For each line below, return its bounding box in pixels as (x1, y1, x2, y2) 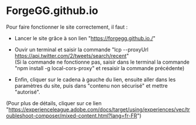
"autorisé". (14, 88, 40, 95)
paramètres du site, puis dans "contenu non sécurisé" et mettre (14, 82, 168, 89)
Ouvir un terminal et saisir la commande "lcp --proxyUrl (14, 46, 149, 53)
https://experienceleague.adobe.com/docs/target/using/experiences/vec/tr (8, 106, 190, 113)
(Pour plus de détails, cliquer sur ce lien (6, 99, 102, 106)
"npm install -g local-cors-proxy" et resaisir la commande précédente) (14, 64, 185, 71)
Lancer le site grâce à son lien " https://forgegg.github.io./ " (14, 34, 156, 41)
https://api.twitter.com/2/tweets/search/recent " (14, 52, 129, 59)
